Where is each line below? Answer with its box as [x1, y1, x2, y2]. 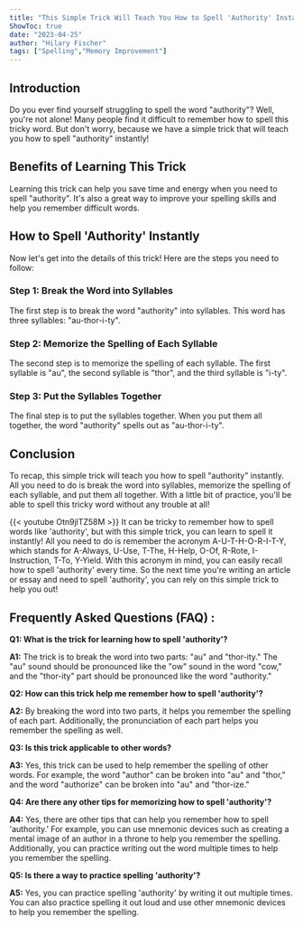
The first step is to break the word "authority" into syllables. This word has [9, 304, 286, 316]
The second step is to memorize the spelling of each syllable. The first [9, 358, 271, 369]
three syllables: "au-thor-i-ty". [9, 314, 121, 325]
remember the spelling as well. [9, 725, 124, 736]
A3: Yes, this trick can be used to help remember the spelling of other [9, 760, 269, 771]
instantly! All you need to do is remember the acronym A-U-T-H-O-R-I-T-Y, [9, 536, 287, 547]
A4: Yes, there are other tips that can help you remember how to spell [9, 814, 269, 825]
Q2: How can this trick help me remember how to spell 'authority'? [9, 688, 263, 699]
